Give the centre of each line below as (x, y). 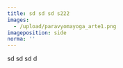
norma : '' (22, 39)
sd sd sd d (22, 58)
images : (18, 20)
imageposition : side (37, 33)
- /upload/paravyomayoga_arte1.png (65, 26)
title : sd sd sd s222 (39, 13)
